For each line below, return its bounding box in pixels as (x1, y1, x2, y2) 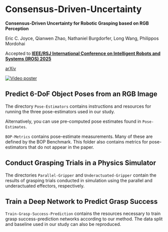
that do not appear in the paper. (28, 144, 94, 150)
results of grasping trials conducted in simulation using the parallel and (5, 177, 153, 183)
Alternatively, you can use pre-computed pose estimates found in (5, 118, 141, 124)
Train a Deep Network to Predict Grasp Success (5, 197, 158, 206)
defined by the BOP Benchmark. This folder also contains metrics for (5, 138, 148, 144)
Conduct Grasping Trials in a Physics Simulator (5, 159, 156, 167)
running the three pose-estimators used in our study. (5, 108, 115, 114)
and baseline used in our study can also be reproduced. (5, 221, 122, 227)
